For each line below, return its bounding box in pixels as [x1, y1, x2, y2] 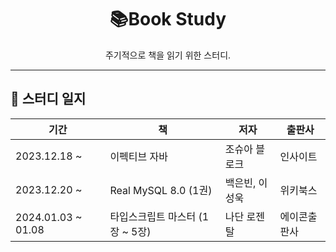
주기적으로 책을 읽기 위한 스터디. [104, 49, 232, 61]
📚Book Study [109, 8, 227, 31]
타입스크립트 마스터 [109, 209, 197, 223]
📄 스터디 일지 [10, 91, 87, 108]
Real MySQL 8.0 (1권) [109, 183, 213, 197]
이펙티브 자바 [109, 149, 168, 163]
